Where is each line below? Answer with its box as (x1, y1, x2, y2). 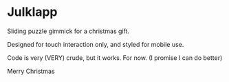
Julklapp (7, 4, 58, 20)
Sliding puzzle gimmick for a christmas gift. (7, 27, 129, 35)
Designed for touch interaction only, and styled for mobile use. (7, 40, 184, 48)
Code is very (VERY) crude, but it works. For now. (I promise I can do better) (7, 53, 223, 62)
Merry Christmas (7, 67, 55, 75)
